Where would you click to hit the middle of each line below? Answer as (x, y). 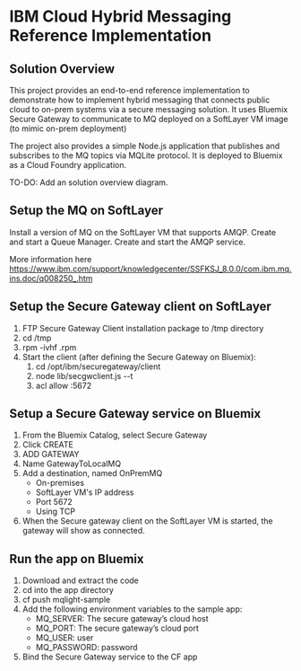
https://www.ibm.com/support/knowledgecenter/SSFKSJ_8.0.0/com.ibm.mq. (150, 269)
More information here (51, 259)
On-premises (60, 483)
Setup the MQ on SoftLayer (86, 211)
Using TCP (56, 512)
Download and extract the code (80, 580)
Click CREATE (47, 445)
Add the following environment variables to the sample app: (132, 609)
